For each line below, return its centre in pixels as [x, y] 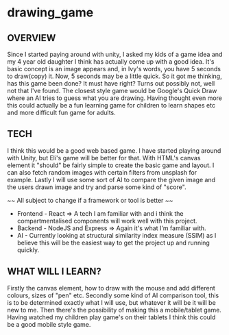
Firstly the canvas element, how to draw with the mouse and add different [111, 288]
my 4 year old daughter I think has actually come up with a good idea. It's [111, 62]
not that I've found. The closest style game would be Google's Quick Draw [112, 91]
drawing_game [50, 13]
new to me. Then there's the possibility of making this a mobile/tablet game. [114, 310]
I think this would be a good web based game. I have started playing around [114, 150]
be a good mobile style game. [49, 324]
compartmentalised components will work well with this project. [107, 221]
